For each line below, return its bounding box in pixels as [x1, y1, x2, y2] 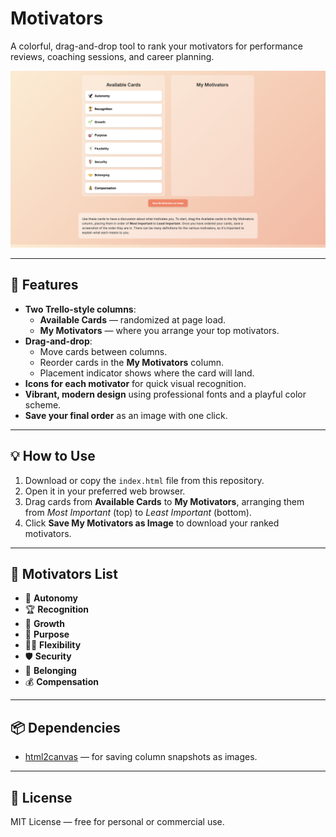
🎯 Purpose [24, 628, 70, 641]
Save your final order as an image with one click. [24, 409, 228, 421]
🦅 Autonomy [24, 592, 78, 604]
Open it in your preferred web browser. [24, 485, 186, 497]
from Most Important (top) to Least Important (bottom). [24, 506, 252, 518]
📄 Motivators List [10, 565, 118, 582]
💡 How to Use [10, 448, 96, 465]
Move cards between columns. [39, 345, 168, 357]
